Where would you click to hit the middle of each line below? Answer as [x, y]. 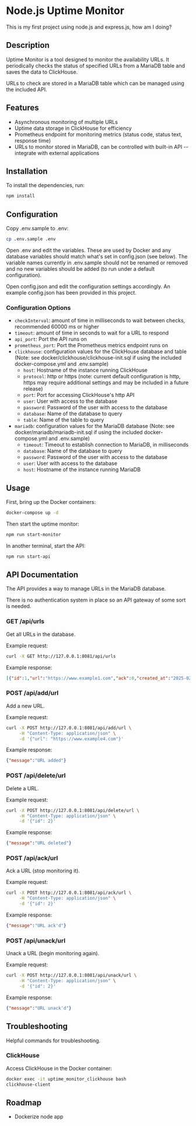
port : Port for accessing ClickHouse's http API [79, 395]
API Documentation [42, 575]
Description [28, 45]
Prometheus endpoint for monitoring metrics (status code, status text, [98, 134]
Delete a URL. [22, 788]
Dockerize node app [39, 1117]
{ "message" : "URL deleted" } [39, 843]
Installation [27, 171]
